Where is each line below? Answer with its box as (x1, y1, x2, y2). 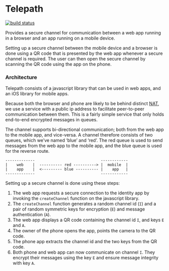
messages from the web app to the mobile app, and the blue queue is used (5, 143, 162, 149)
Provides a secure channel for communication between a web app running (5, 29, 161, 36)
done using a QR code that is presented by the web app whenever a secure (5, 50, 163, 56)
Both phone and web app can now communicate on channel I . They (12, 249, 155, 255)
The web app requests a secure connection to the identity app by (12, 190, 150, 196)
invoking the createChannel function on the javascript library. (12, 195, 140, 201)
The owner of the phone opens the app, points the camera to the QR (12, 228, 156, 234)
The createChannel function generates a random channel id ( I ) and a (12, 201, 156, 207)
